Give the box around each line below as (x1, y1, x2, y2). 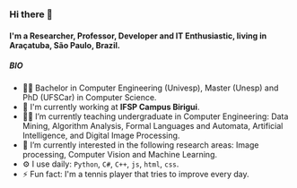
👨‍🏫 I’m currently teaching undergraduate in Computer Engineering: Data (22, 111, 289, 122)
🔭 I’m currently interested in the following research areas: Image (22, 140, 259, 150)
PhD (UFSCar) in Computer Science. (22, 92, 157, 103)
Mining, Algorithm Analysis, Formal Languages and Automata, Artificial (22, 121, 284, 132)
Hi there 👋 (9, 8, 54, 21)
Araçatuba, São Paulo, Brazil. (9, 39, 121, 50)
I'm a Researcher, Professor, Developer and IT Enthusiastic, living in (9, 30, 267, 41)
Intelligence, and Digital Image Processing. (22, 130, 180, 141)
